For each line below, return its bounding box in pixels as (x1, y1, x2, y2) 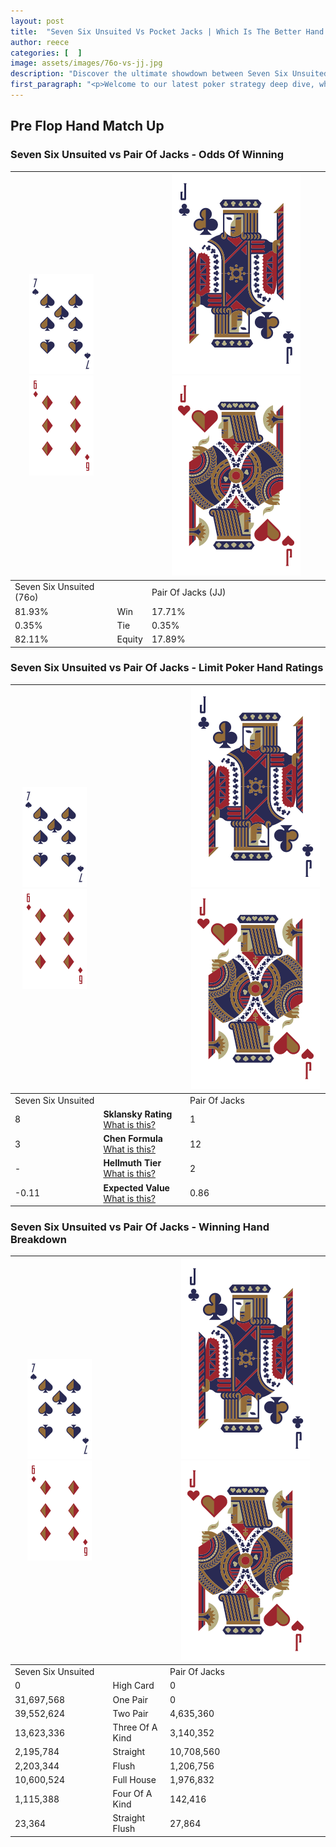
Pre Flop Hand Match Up (10, 118, 165, 135)
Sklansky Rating (103, 1108, 173, 1120)
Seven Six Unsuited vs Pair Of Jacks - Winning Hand (10, 1220, 270, 1234)
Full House (112, 1773, 157, 1785)
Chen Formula (103, 1133, 163, 1145)
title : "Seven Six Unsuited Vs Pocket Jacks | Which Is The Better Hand (10, 26, 325, 37)
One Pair (112, 1693, 148, 1705)
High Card (112, 1680, 155, 1692)
